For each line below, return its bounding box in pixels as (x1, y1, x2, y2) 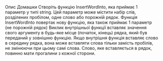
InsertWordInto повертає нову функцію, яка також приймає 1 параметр (5, 19, 152, 25)
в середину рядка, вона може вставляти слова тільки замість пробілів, (5, 40, 153, 46)
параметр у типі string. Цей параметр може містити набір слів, (5, 9, 136, 15)
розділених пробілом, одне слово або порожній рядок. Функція (5, 15, 138, 20)
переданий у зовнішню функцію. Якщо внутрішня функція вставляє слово (5, 35, 158, 41)
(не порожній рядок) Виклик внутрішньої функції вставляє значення (5, 25, 147, 30)
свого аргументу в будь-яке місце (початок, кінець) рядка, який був (5, 30, 147, 35)
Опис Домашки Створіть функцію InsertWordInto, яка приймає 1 (5, 4, 138, 10)
